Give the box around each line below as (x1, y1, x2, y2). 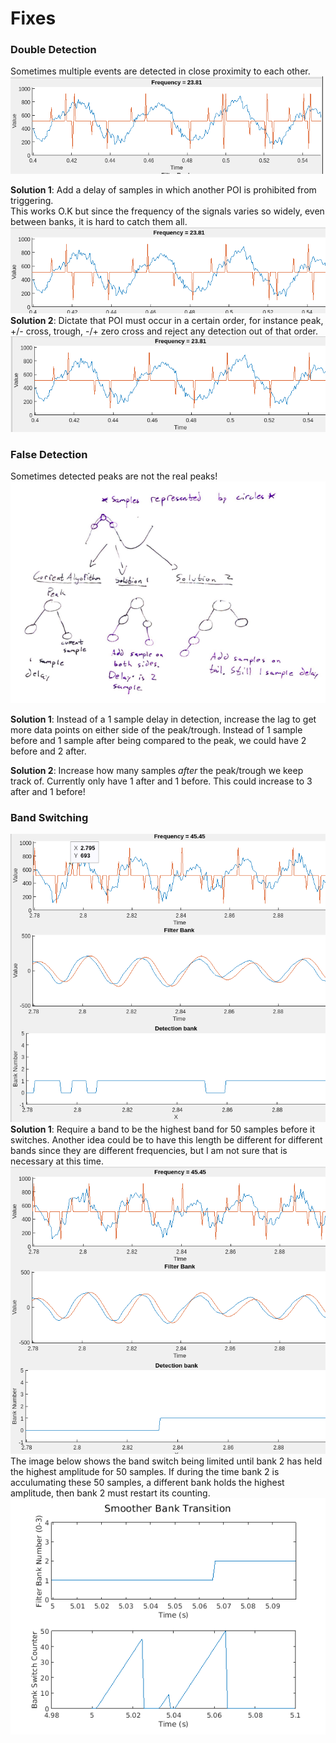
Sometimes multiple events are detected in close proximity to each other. (10, 65, 311, 77)
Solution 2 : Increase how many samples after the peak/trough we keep (10, 764, 304, 776)
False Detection (10, 447, 88, 461)
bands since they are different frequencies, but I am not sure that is (10, 1144, 288, 1156)
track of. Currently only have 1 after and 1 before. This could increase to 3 (10, 775, 313, 787)
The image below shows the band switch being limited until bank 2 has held (10, 1455, 323, 1467)
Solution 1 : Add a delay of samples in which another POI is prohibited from (10, 184, 317, 196)
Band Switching (10, 810, 89, 824)
